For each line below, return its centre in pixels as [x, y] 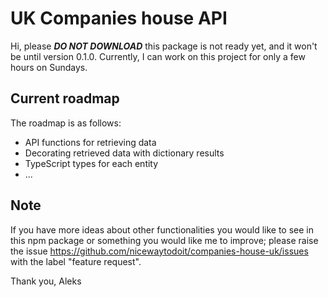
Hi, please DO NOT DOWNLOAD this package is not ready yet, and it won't [164, 46]
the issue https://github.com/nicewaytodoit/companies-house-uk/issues [159, 251]
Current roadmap [65, 98]
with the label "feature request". [76, 261]
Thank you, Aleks [46, 281]
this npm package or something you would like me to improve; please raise [164, 240]
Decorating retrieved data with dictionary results [124, 153]
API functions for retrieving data [90, 142]
